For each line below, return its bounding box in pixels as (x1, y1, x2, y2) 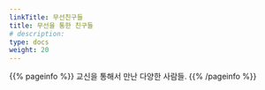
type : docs (9, 37, 49, 47)
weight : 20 (9, 46, 49, 55)
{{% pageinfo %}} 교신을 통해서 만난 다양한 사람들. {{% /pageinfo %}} (9, 71, 257, 82)
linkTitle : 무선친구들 (9, 12, 84, 22)
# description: (9, 29, 65, 38)
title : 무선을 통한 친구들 (9, 21, 94, 30)
